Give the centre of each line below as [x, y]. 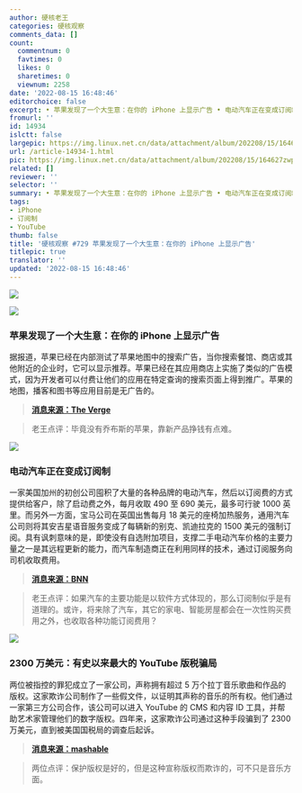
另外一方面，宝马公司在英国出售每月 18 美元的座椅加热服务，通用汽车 [161, 515]
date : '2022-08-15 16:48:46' [64, 93]
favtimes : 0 [40, 59]
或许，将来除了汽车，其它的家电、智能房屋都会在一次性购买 [173, 609]
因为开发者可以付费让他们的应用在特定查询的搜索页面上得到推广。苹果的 [159, 380]
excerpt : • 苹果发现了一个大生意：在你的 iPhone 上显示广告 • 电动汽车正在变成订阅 [151, 110]
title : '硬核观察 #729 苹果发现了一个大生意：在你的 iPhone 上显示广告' [133, 244]
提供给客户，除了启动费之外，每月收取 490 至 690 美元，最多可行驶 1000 [145, 504]
